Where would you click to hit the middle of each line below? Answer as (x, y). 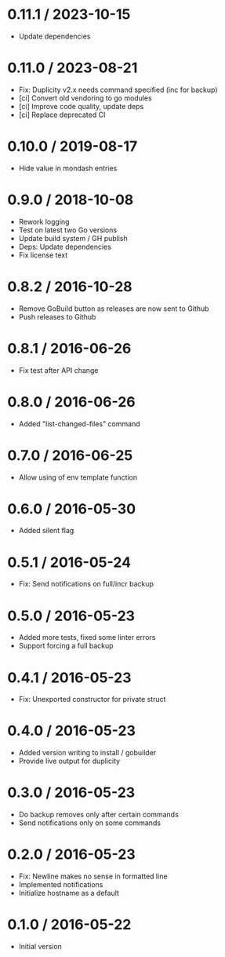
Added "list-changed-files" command (79, 424)
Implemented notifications (61, 885)
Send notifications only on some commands (90, 823)
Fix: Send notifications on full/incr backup (86, 584)
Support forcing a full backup (66, 646)
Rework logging (44, 221)
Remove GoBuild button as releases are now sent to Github (114, 309)
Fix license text (43, 255)
